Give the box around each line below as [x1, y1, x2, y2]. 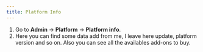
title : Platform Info [6, 9, 62, 15]
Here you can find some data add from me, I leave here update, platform [15, 32, 197, 40]
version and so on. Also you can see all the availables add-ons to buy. [15, 39, 191, 46]
